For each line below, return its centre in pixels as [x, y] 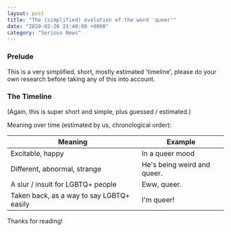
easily [20, 204]
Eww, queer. [162, 184]
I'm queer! [158, 200]
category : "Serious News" [44, 33]
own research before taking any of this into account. [81, 79]
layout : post [26, 13]
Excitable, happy [37, 153]
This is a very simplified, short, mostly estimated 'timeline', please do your [112, 71]
